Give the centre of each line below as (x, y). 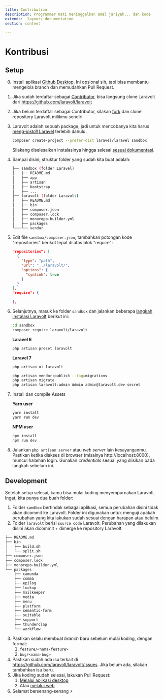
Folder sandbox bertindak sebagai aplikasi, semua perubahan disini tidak (85, 508)
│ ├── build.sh (23, 547)
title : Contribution (26, 10)
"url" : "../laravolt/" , (46, 265)
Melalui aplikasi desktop (44, 680)
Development (26, 481)
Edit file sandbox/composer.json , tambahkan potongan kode (72, 237)
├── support (26, 620)
